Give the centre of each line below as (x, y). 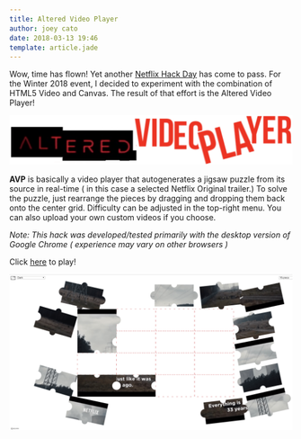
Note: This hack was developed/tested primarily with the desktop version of (150, 235)
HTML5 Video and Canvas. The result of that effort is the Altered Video (141, 94)
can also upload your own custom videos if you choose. (113, 217)
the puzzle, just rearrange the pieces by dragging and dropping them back (147, 198)
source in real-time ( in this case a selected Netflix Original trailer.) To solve (148, 188)
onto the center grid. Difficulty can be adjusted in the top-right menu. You (145, 208)
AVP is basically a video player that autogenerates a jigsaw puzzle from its (147, 179)
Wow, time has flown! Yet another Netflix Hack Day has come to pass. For (145, 74)
